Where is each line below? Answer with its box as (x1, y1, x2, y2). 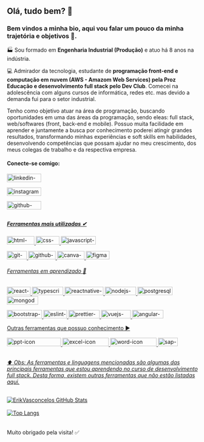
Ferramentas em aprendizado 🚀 (7, 267, 87, 275)
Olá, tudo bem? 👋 (7, 6, 73, 16)
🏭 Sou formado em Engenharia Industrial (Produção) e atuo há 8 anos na (7, 46, 194, 54)
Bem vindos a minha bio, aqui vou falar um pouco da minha (7, 24, 184, 33)
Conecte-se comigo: (7, 160, 60, 167)
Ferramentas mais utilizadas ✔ (7, 220, 87, 228)
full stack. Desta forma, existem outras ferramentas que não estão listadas (7, 371, 195, 379)
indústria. (7, 55, 31, 62)
